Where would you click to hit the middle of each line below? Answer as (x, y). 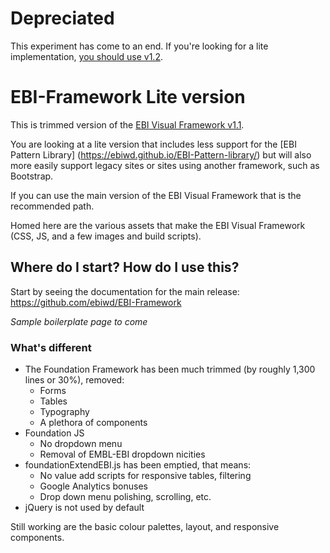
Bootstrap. (32, 176)
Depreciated (62, 18)
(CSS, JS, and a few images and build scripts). (106, 236)
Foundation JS (54, 433)
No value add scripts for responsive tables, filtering (145, 475)
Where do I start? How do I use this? (125, 267)
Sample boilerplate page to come (79, 321)
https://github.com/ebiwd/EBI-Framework (96, 302)
